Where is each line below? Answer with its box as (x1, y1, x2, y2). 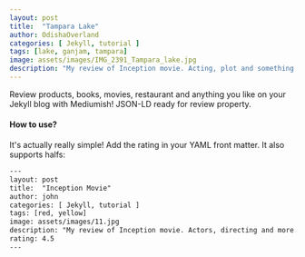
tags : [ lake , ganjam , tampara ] (9, 47, 128, 56)
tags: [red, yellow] (9, 209, 88, 218)
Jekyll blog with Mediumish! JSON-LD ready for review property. (9, 98, 251, 109)
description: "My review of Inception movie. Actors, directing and (9, 226, 274, 235)
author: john (9, 192, 59, 201)
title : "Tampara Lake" (9, 22, 100, 31)
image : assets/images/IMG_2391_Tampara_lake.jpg (9, 55, 197, 64)
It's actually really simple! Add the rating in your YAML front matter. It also (9, 140, 285, 151)
